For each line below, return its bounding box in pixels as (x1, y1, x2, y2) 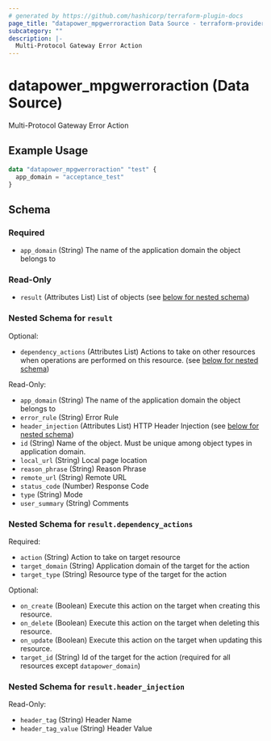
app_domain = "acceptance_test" (15, 173, 125, 181)
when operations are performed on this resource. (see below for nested (19, 355, 259, 364)
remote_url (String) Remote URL (19, 472, 127, 482)
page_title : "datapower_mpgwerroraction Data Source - (8, 19, 197, 27)
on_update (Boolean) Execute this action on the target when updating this (19, 635, 262, 645)
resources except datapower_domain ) (19, 661, 141, 671)
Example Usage (8, 144, 89, 158)
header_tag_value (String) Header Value (19, 724, 152, 734)
